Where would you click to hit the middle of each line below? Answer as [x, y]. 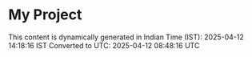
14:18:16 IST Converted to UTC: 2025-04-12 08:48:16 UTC [104, 45]
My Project [45, 15]
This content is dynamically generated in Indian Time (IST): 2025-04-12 [126, 37]
